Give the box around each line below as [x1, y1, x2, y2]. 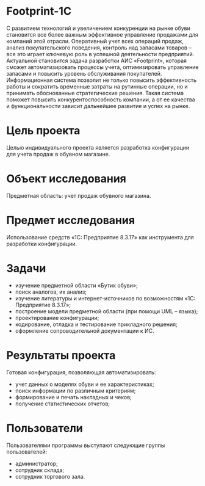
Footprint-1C [6, 4, 72, 18]
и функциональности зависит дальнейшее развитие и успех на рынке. [6, 102, 190, 109]
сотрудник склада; [15, 466, 65, 474]
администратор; [15, 460, 58, 467]
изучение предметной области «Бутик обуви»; [15, 281, 138, 289]
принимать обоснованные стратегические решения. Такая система [6, 89, 184, 96]
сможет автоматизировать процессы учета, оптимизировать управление [6, 63, 199, 71]
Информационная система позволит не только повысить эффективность [6, 76, 197, 84]
